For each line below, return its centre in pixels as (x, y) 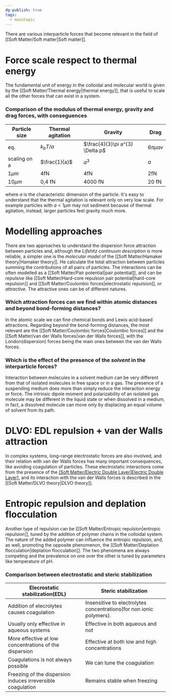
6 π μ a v (155, 147)
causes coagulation (31, 613)
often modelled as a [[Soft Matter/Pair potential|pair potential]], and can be (83, 273)
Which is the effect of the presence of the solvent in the (76, 360)
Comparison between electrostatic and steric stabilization (79, 574)
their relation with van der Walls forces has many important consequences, (84, 461)
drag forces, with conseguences (46, 116)
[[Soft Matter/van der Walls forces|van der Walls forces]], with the (74, 336)
